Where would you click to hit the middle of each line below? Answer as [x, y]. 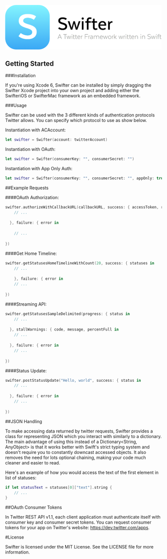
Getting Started [30, 63]
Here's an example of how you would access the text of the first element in [82, 472]
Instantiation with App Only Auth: [39, 168]
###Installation [20, 76]
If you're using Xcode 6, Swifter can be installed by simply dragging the [78, 85]
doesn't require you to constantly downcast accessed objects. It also [76, 452]
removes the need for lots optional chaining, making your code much [76, 457]
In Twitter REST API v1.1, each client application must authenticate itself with [83, 517]
